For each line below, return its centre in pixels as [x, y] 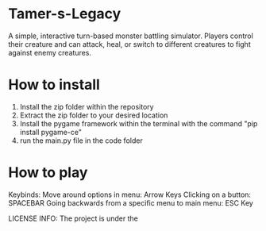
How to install [54, 85]
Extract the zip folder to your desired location [94, 115]
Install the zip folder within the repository [87, 106]
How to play [48, 173]
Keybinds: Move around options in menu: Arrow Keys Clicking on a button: [130, 194]
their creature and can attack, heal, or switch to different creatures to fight [130, 44]
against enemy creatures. [50, 52]
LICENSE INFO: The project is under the [73, 218]
